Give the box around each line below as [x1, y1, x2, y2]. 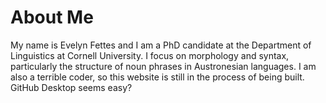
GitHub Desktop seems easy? [10, 81, 133, 93]
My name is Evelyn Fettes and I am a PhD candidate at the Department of [10, 39, 312, 51]
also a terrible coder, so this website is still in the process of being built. [10, 71, 305, 83]
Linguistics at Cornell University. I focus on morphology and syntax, [10, 49, 290, 61]
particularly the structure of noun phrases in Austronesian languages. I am [10, 60, 317, 72]
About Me [10, 6, 94, 29]
